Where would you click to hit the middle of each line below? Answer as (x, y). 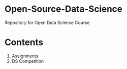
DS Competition (28, 61)
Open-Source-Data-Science (63, 9)
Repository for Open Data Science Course (47, 23)
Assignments (25, 56)
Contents (24, 42)
